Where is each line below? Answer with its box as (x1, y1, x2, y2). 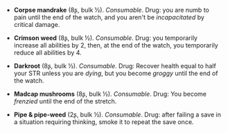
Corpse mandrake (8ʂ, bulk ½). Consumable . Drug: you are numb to (13, 6, 209, 14)
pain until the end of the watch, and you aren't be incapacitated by (13, 13, 204, 21)
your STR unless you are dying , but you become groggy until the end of (13, 69, 218, 77)
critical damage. (13, 21, 60, 28)
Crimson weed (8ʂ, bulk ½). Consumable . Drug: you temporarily (13, 34, 198, 42)
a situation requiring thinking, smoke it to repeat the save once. (13, 118, 194, 126)
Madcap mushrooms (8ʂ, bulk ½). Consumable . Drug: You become (13, 90, 207, 98)
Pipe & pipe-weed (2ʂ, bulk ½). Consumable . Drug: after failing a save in (13, 110, 222, 119)
